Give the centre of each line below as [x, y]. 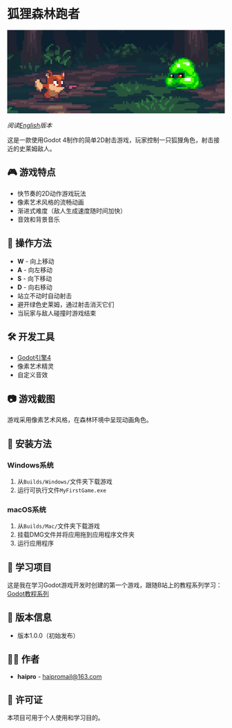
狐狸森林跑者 [44, 14]
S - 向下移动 [35, 278]
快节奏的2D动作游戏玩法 [51, 193]
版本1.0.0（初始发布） [48, 635]
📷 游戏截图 [31, 399]
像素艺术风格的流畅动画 [50, 202]
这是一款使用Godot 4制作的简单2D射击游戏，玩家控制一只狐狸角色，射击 [110, 140]
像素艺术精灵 [35, 366]
